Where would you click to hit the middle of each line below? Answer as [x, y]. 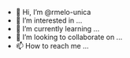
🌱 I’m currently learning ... [58, 29]
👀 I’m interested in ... [49, 20]
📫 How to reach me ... [52, 46]
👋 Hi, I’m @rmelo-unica [53, 12]
